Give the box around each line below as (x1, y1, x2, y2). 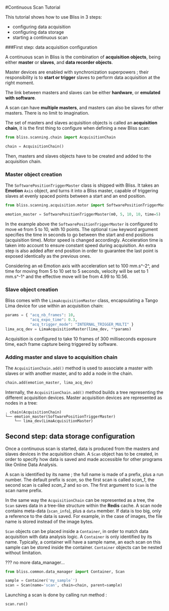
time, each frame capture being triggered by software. (5, 341, 118, 347)
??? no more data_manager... (5, 559, 65, 565)
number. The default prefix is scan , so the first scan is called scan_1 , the (5, 477, 155, 483)
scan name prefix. (5, 487, 43, 493)
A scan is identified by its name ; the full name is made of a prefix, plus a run (5, 471, 164, 477)
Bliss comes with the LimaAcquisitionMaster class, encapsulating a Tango (5, 297, 158, 303)
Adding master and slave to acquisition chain (5, 353, 118, 360)
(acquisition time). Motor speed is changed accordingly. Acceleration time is (5, 237, 163, 243)
